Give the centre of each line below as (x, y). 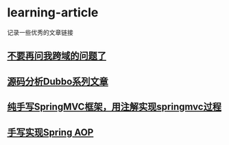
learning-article (53, 13)
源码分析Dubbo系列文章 (58, 81)
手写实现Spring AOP (50, 132)
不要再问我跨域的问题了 (57, 56)
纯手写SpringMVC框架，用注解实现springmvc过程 (114, 107)
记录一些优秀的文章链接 (40, 32)
